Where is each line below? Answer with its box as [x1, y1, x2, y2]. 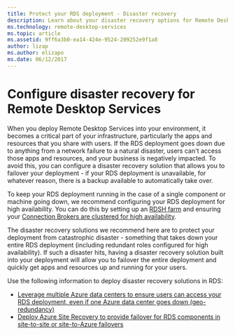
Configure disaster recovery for [7, 86, 195, 102]
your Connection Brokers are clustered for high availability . [7, 212, 177, 221]
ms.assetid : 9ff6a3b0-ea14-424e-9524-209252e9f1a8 [7, 36, 158, 43]
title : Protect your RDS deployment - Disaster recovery [7, 10, 177, 18]
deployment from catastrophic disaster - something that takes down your [7, 233, 218, 242]
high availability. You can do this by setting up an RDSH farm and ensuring [7, 205, 222, 213]
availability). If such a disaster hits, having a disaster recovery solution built [7, 248, 224, 257]
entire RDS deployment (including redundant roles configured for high [7, 240, 208, 249]
